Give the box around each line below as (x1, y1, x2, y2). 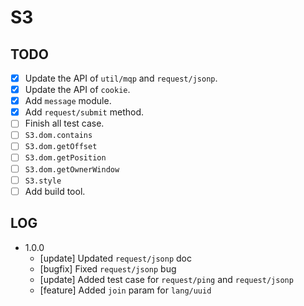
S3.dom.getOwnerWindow (24, 164, 120, 175)
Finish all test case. (24, 117, 105, 130)
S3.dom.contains (24, 131, 93, 141)
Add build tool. (24, 185, 86, 197)
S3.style (24, 176, 62, 186)
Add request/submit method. (24, 106, 144, 118)
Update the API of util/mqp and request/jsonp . (24, 72, 218, 84)
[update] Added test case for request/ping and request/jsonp (39, 273, 294, 285)
